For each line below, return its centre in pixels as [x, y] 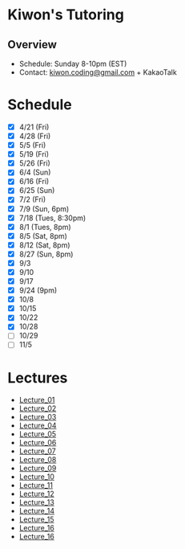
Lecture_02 [38, 408]
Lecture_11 [36, 485]
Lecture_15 [36, 519]
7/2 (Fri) [32, 199]
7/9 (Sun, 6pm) [44, 209]
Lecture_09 [38, 469]
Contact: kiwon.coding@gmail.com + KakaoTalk [98, 72]
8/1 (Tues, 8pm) [45, 227]
